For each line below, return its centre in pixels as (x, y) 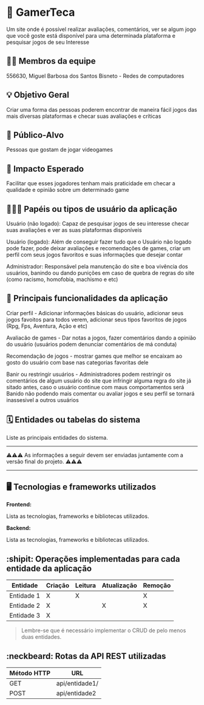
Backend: (19, 528)
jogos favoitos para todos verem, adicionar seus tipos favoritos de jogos (97, 319)
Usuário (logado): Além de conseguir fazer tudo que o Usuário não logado (99, 242)
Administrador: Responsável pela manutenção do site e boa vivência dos (97, 266)
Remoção (157, 585)
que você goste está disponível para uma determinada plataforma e (91, 35)
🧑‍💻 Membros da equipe (51, 61)
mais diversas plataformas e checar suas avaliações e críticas (84, 116)
